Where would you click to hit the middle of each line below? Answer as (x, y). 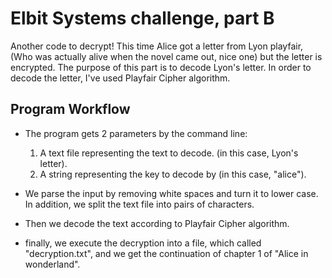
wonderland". (52, 264)
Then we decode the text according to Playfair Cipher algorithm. (157, 223)
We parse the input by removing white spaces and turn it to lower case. (171, 193)
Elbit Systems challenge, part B (142, 18)
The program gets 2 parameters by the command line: (136, 133)
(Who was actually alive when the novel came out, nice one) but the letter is (166, 56)
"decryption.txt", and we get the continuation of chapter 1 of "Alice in (166, 253)
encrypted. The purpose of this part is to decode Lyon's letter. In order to (161, 67)
